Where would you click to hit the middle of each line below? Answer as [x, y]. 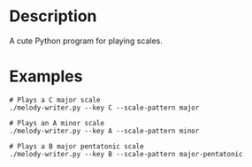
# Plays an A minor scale [57, 123]
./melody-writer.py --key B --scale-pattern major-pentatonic [126, 154]
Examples [46, 76]
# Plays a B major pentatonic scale [76, 146]
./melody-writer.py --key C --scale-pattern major [104, 108]
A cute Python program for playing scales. [86, 41]
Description [53, 16]
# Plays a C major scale [55, 100]
